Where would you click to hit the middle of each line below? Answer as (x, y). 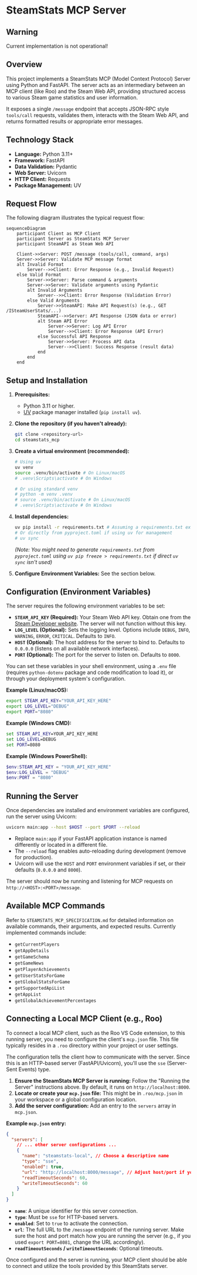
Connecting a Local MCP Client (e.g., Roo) (84, 1019)
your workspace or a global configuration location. (76, 1099)
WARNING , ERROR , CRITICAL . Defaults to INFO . (65, 636)
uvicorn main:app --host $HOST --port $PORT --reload (73, 827)
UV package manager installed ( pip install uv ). (82, 412)
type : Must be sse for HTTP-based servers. (67, 1217)
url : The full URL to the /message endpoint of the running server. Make (99, 1229)
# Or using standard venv (46, 489)
